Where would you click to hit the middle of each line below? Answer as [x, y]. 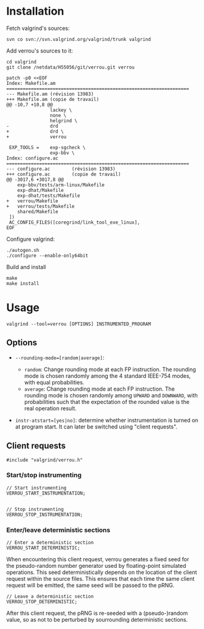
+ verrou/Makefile [33, 201]
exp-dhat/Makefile [40, 190]
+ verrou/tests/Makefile [40, 206]
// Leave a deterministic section [50, 597]
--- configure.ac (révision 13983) [61, 169]
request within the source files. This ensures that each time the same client [100, 579]
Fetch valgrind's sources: [38, 28]
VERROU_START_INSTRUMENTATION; [46, 493]
